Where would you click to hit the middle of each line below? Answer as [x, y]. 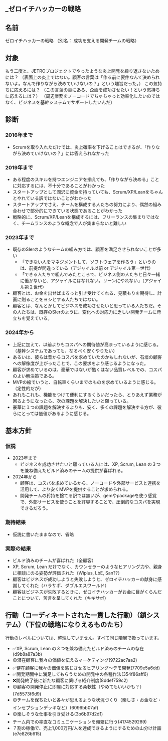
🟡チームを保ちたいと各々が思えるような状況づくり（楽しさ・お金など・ [87, 700]
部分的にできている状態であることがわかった [76, 211]
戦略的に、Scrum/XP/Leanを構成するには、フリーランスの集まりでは [83, 217]
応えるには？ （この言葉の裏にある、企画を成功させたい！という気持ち [87, 90]
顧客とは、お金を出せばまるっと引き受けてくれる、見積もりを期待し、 [85, 293]
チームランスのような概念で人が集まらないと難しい [74, 223]
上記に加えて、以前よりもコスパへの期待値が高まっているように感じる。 [87, 344]
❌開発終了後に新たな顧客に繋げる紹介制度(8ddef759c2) [70, 680]
